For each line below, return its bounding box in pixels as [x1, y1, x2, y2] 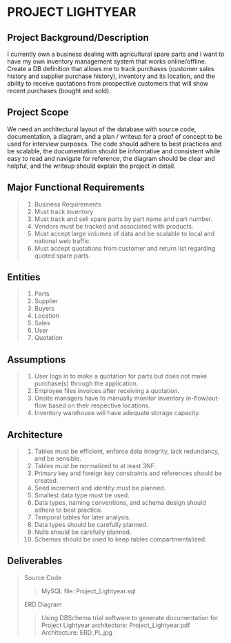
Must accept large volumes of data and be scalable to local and [34, 229, 215, 238]
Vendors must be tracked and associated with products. [34, 222, 194, 230]
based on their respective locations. [48, 401, 150, 410]
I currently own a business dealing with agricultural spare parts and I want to [7, 50, 225, 58]
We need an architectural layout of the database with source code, [7, 125, 197, 133]
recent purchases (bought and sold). [7, 87, 112, 95]
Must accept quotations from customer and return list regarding [34, 244, 216, 252]
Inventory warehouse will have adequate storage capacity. [34, 409, 201, 417]
